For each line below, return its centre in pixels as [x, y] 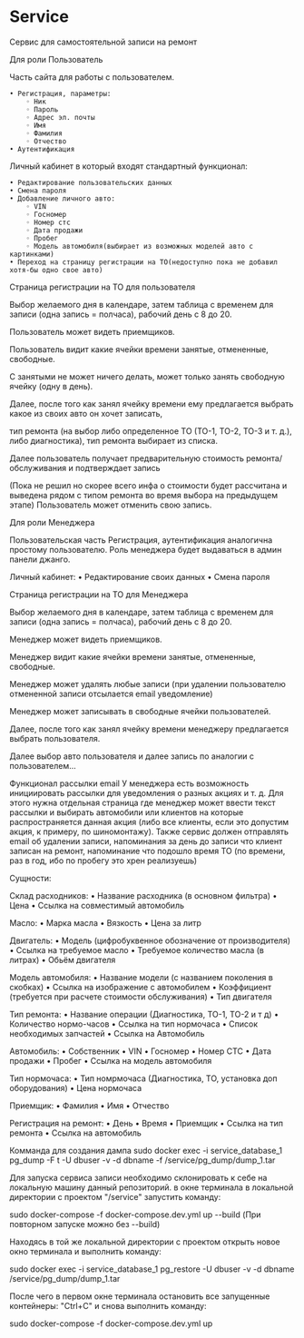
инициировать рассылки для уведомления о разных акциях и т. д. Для [147, 792]
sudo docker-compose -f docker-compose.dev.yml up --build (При [135, 1215]
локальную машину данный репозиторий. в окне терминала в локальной [152, 1187]
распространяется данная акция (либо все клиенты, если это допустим [149, 821]
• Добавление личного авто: [63, 198]
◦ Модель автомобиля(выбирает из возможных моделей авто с [140, 246]
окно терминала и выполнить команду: [85, 1251]
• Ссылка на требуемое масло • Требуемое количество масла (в [137, 949]
